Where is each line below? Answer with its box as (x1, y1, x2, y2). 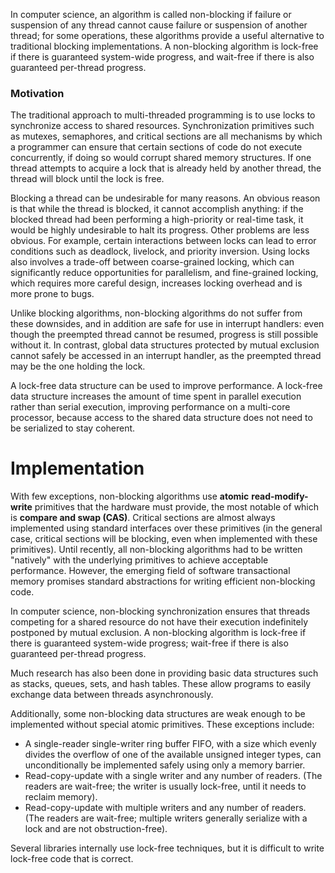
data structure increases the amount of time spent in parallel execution (10, 390, 302, 403)
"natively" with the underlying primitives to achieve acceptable (10, 554, 269, 566)
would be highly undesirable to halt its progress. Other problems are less (10, 224, 310, 236)
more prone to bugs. (10, 288, 95, 300)
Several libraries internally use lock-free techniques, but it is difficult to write (10, 842, 325, 854)
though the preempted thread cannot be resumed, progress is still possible (10, 329, 319, 341)
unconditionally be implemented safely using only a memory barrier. (24, 759, 306, 771)
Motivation (10, 86, 65, 100)
